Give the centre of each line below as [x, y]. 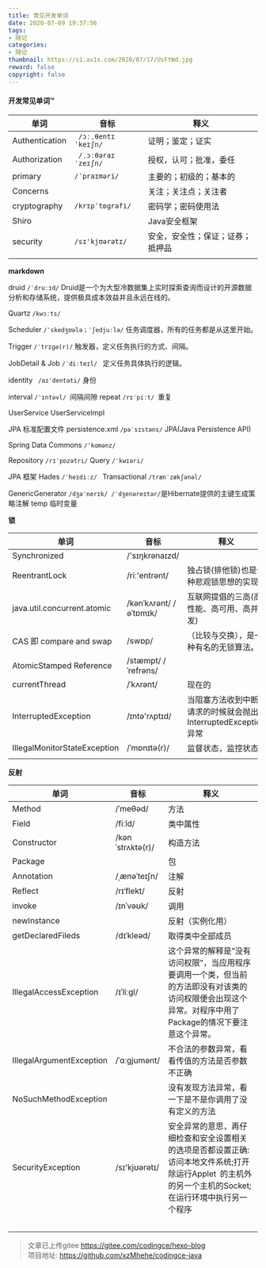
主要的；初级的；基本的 [192, 177]
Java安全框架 [173, 221]
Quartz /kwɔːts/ [34, 313]
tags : [17, 30]
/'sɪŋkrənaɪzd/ [153, 556]
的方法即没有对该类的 [207, 986]
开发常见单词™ [31, 101]
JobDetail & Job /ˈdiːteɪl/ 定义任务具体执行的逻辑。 [97, 363]
